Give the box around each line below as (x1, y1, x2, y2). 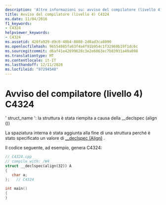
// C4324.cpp (5, 154, 32, 159)
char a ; (11, 172, 28, 178)
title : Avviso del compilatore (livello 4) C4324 (5, 12, 110, 17)
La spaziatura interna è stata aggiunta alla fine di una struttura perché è (5, 129, 151, 136)
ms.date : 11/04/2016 (5, 16, 48, 21)
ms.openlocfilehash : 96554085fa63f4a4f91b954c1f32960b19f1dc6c (5, 44, 138, 49)
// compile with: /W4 (5, 159, 50, 164)
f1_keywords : (5, 21, 32, 26)
